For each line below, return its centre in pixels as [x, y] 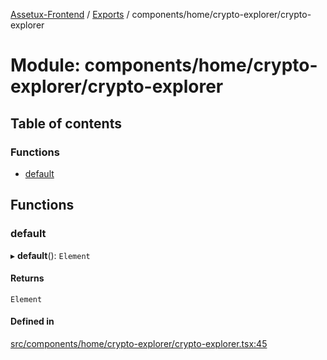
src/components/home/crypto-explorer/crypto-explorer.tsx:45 [139, 343]
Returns [27, 278]
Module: [45, 65]
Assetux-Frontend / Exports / [70, 14]
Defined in [32, 321]
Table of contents [66, 123]
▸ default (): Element [50, 255]
